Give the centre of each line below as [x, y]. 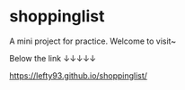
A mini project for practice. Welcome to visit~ [93, 41]
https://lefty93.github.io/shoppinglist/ [79, 75]
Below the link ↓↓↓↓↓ [53, 58]
